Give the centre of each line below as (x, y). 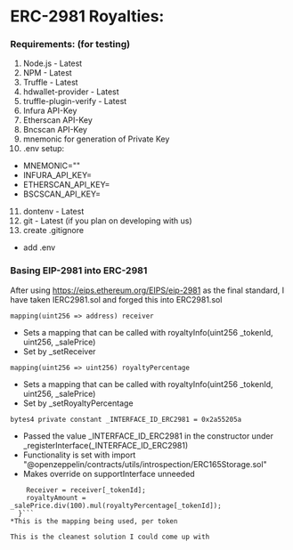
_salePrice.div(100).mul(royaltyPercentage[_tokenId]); (116, 506)
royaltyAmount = (57, 497)
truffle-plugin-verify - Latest (75, 101)
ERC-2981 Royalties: (87, 16)
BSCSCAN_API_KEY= (62, 194)
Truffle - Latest (50, 83)
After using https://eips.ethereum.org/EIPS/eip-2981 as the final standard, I (147, 290)
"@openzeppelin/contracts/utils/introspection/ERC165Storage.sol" (145, 464)
